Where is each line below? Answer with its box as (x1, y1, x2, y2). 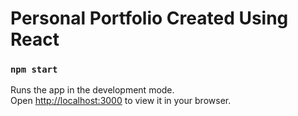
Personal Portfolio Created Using (10, 7, 289, 30)
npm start (10, 64, 58, 76)
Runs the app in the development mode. (10, 84, 175, 96)
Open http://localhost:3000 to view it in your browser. (10, 95, 232, 107)
